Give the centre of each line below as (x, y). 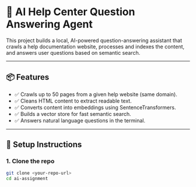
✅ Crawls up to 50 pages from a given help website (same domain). (96, 94)
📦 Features (28, 77)
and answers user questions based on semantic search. (73, 52)
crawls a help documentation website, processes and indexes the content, (95, 47)
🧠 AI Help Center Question (71, 12)
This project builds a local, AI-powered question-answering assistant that (94, 40)
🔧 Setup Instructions (44, 145)
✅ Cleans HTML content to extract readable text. (73, 101)
